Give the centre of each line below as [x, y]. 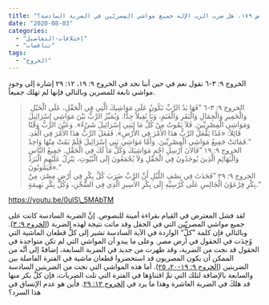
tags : [17, 53]
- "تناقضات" [36, 46]
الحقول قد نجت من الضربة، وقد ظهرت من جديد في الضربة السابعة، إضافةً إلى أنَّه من [134, 249]
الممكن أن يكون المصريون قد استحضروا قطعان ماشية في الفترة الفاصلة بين [121, 258]
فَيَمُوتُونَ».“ [44, 167]
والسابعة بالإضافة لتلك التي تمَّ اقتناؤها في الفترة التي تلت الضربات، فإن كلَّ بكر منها [131, 274]
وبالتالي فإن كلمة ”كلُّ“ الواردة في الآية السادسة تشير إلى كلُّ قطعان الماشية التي [128, 232]
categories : [28, 31]
